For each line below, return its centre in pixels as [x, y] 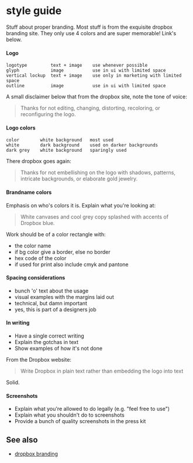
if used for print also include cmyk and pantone [71, 264]
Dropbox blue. [37, 223]
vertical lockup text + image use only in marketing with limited [94, 76]
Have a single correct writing [49, 336]
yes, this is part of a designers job [55, 309]
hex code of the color [40, 258]
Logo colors [21, 128]
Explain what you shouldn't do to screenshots [69, 415]
